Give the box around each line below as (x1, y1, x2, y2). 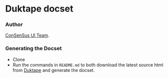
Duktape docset (5, 3, 74, 15)
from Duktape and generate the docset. (12, 67, 95, 73)
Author (5, 21, 23, 28)
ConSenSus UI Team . (5, 32, 49, 38)
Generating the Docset (5, 45, 62, 52)
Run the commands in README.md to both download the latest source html (12, 61, 163, 68)
